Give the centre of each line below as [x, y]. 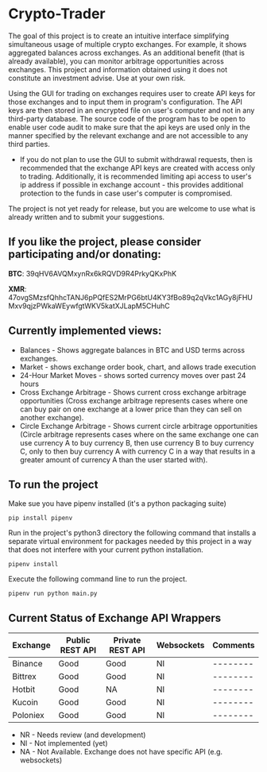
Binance [27, 664]
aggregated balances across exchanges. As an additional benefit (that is [126, 52]
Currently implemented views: [85, 331]
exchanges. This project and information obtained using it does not [118, 69]
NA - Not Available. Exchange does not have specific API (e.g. [121, 752]
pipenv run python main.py [53, 594]
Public [78, 640]
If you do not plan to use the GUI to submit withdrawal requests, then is [136, 159]
